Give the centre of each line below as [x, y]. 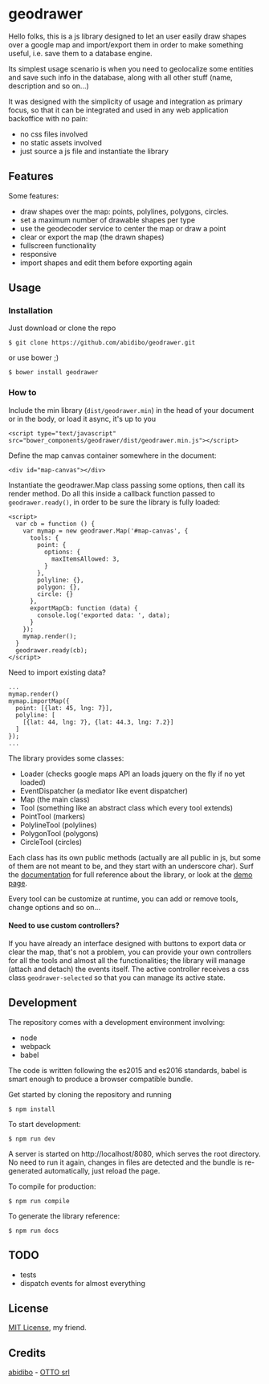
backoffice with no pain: [48, 118]
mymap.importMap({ [39, 701]
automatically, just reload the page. [102, 1170]
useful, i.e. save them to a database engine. [80, 53]
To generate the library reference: [64, 1216]
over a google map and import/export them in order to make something [126, 44]
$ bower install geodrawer [53, 373]
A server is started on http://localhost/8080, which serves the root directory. [134, 1153]
